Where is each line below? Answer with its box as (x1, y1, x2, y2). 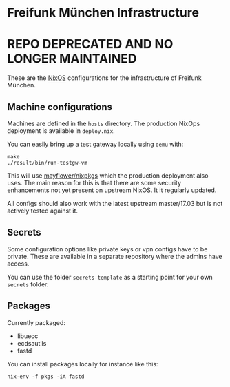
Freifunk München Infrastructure (7, 5, 200, 21)
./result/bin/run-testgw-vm (7, 159, 88, 166)
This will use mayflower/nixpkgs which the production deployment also (7, 171, 209, 180)
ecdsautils (17, 339, 47, 347)
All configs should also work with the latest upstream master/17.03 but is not (7, 199, 223, 207)
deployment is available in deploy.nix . (7, 126, 115, 135)
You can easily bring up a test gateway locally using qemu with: (7, 140, 184, 148)
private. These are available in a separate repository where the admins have (7, 252, 222, 260)
